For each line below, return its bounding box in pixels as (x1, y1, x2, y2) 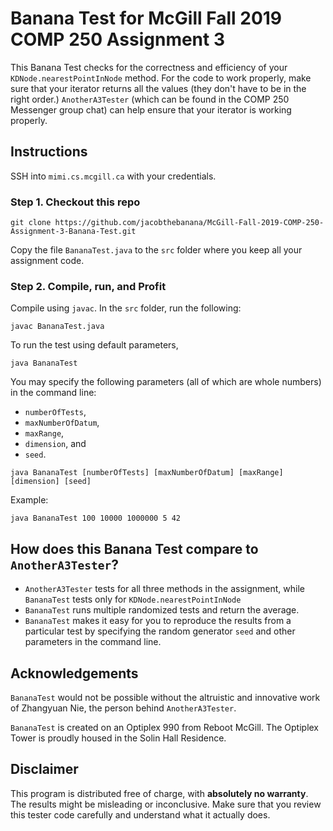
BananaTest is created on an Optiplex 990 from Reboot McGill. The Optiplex (10, 721, 320, 733)
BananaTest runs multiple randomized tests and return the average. (24, 604, 300, 616)
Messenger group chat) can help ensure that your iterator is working (10, 103, 292, 116)
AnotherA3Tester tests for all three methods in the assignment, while (24, 583, 305, 595)
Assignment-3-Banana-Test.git (10, 227, 137, 237)
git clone (10, 218, 52, 228)
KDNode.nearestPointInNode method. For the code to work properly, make (10, 72, 312, 84)
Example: (10, 494, 49, 506)
